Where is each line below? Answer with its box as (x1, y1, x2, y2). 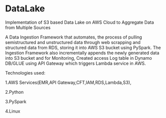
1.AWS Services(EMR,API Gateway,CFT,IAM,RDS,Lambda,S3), (5, 79, 132, 85)
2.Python (5, 89, 24, 95)
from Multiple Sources (5, 24, 51, 30)
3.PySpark (5, 98, 26, 104)
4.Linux (5, 108, 21, 114)
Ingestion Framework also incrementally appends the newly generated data (5, 50, 160, 56)
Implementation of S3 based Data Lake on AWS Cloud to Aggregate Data (5, 19, 154, 25)
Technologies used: (5, 70, 46, 76)
